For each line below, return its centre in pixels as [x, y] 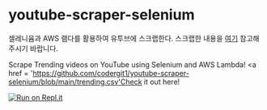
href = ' [21, 73]
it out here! [162, 82]
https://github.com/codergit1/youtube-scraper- [111, 73]
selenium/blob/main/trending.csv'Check [75, 82]
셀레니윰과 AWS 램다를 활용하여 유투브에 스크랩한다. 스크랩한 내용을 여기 [123, 38]
